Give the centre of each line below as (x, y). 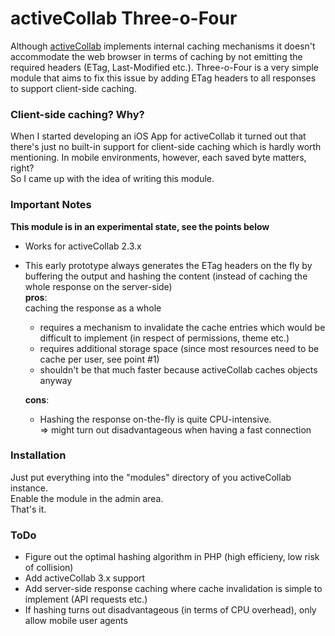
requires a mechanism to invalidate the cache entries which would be (182, 327)
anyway (56, 380)
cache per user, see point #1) (99, 359)
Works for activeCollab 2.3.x (83, 246)
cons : (37, 399)
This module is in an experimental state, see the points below (140, 226)
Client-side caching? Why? (77, 114)
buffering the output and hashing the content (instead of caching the (166, 276)
